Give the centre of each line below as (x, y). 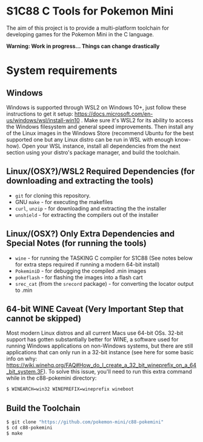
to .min (24, 290)
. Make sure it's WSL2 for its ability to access (137, 120)
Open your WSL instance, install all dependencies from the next (101, 146)
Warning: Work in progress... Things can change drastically (83, 46)
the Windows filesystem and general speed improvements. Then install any (100, 127)
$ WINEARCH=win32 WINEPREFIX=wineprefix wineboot (70, 389)
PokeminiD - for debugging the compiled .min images (81, 271)
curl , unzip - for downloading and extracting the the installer (91, 208)
